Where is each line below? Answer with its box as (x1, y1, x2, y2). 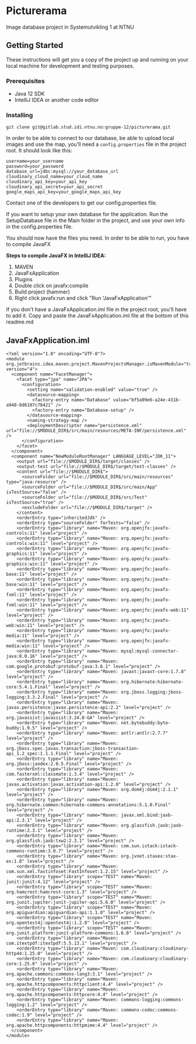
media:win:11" (6, 643, 41, 649)
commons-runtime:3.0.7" (6, 848, 64, 854)
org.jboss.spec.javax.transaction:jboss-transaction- (6, 746, 140, 752)
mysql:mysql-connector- (120, 649, 179, 654)
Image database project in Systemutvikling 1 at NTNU (6, 23, 134, 30)
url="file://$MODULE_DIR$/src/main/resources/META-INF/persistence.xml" (6, 428, 187, 434)
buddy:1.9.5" (6, 725, 38, 731)
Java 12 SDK (14, 90, 45, 97)
